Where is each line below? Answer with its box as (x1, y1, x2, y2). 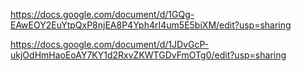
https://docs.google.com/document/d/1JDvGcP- (10, 39, 210, 50)
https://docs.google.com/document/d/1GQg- (10, 9, 195, 20)
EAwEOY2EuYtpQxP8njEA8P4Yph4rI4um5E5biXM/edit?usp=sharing (10, 19, 292, 31)
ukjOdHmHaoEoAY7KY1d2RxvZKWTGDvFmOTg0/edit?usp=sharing (10, 49, 287, 61)
